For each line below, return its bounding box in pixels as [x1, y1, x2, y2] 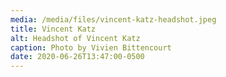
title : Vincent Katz [10, 24, 97, 34]
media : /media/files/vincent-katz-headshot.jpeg [10, 14, 217, 25]
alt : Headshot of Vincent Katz [10, 33, 141, 43]
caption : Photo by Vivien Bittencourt [10, 42, 172, 53]
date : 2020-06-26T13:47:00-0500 [10, 52, 145, 62]
